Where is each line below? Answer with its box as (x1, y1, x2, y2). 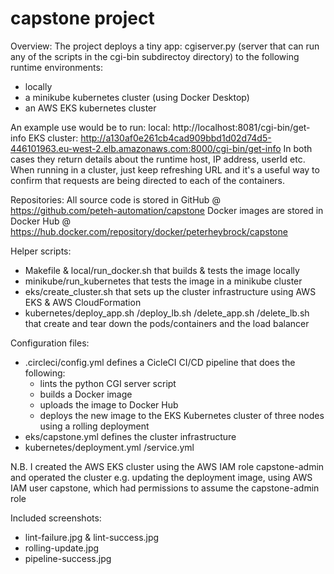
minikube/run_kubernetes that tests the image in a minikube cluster (24, 275, 303, 287)
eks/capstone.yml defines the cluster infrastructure (24, 430, 237, 442)
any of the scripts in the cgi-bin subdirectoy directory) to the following (10, 50, 300, 62)
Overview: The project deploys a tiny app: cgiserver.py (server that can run (10, 40, 320, 52)
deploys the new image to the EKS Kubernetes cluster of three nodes (39, 409, 325, 421)
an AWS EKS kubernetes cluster (24, 102, 157, 114)
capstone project (10, 7, 155, 30)
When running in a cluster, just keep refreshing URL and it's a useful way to (10, 163, 320, 176)
